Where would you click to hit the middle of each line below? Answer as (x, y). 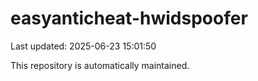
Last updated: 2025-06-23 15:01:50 (83, 46)
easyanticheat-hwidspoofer (129, 18)
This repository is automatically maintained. (100, 65)
